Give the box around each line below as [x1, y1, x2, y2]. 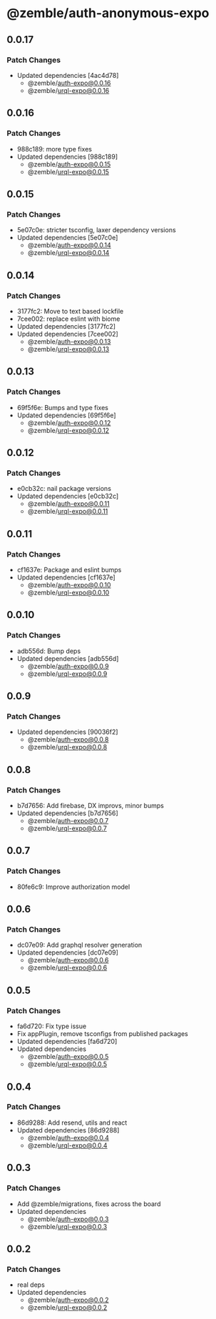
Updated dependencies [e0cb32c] [16, 492, 119, 501]
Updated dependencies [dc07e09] [16, 948, 119, 957]
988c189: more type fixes [16, 144, 92, 153]
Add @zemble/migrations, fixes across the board [16, 1199, 161, 1208]
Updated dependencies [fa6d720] [16, 1037, 118, 1046]
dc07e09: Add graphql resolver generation [16, 941, 143, 950]
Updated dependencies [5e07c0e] [16, 234, 118, 242]
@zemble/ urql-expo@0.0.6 [27, 963, 108, 972]
